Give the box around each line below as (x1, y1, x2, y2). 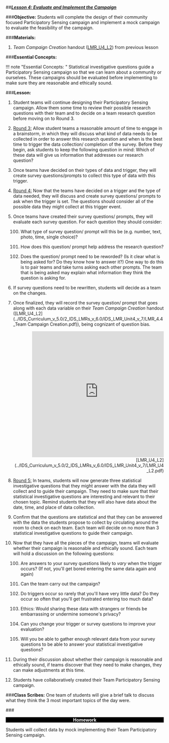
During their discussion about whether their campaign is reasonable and (13, 656, 162, 662)
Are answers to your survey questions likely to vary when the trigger (20, 561, 162, 566)
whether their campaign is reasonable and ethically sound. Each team (13, 545, 157, 551)
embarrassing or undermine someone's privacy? (20, 611, 121, 617)
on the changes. (13, 290, 47, 296)
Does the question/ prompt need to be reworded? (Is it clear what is (20, 254, 160, 259)
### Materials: (6, 35, 36, 40)
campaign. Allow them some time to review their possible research (13, 105, 151, 110)
